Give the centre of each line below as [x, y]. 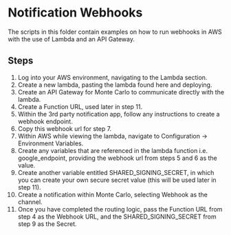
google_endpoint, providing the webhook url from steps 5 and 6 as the [117, 158]
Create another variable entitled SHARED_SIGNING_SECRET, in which [116, 172]
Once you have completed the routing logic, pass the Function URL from [120, 209]
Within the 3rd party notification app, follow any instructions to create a [119, 114]
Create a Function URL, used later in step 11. [80, 106]
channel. [30, 202]
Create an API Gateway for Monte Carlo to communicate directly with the [121, 92]
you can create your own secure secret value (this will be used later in [117, 180]
